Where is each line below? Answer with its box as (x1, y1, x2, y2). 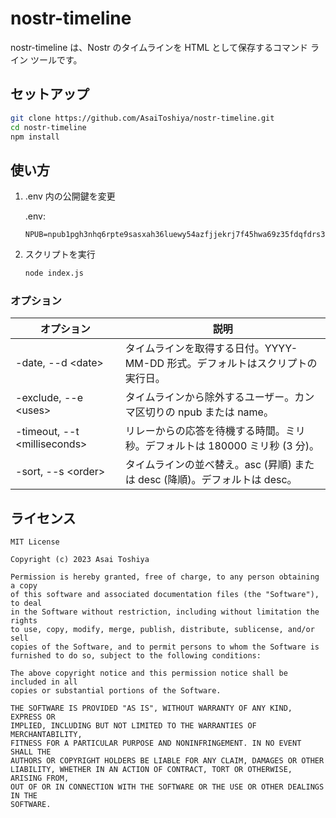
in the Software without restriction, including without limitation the (10, 607, 320, 617)
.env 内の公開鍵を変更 (24, 190, 116, 202)
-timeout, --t (15, 425, 80, 439)
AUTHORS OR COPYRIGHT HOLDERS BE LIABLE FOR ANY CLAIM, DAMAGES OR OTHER (10, 756, 325, 766)
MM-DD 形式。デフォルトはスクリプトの (124, 357, 318, 371)
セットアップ (10, 86, 90, 103)
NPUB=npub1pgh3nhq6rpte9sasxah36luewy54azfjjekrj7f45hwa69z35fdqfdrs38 (24, 230, 330, 240)
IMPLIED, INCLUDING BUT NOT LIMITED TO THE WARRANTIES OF (10, 721, 257, 731)
